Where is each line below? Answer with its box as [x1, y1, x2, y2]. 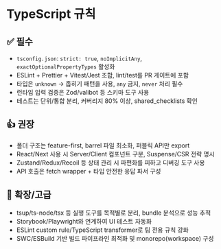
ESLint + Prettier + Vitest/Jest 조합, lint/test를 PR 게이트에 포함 [16, 71, 189, 79]
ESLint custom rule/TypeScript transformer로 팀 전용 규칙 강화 [16, 226, 189, 234]
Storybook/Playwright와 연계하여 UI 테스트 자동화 [16, 217, 152, 225]
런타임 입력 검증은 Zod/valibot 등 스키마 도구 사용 [16, 88, 150, 96]
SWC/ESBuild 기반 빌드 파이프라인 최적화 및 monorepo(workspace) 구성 [16, 234, 214, 242]
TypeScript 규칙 [6, 6, 97, 22]
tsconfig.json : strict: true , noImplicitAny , [16, 54, 142, 62]
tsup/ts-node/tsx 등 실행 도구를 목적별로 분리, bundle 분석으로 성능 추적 [16, 209, 211, 217]
